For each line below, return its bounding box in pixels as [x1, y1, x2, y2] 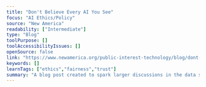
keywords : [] [6, 60, 40, 66]
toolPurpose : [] [6, 37, 48, 43]
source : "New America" [6, 20, 64, 26]
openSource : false [6, 49, 53, 55]
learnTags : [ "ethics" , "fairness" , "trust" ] [6, 66, 116, 72]
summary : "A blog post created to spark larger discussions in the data [6, 72, 196, 78]
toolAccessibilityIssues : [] [6, 43, 81, 50]
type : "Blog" [6, 32, 40, 38]
